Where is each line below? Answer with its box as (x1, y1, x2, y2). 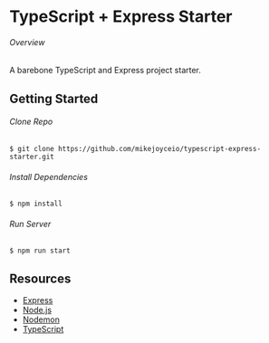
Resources (9, 271, 72, 286)
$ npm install (9, 199, 63, 209)
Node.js (22, 305, 53, 316)
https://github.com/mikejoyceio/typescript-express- (57, 144, 261, 153)
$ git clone (9, 144, 54, 153)
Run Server (9, 218, 52, 229)
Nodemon (22, 314, 61, 325)
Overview (9, 36, 45, 47)
